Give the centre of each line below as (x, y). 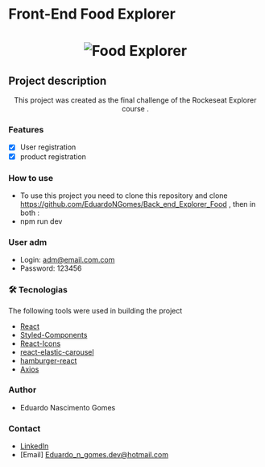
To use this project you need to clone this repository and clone (124, 196)
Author (23, 390)
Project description (58, 80)
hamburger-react (48, 360)
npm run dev (41, 221)
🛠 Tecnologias (38, 290)
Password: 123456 (51, 268)
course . (135, 109)
